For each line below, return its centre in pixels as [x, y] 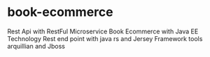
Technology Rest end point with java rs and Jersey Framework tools [105, 38]
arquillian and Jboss [36, 46]
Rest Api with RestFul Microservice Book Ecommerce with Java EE [103, 31]
